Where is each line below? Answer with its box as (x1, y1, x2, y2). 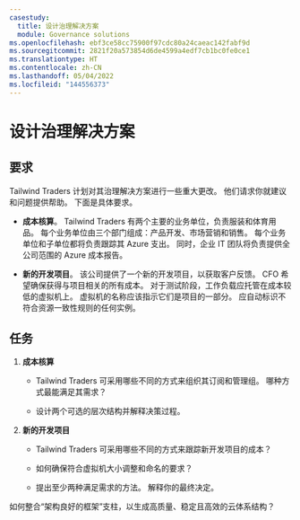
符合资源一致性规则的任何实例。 (21, 302, 141, 313)
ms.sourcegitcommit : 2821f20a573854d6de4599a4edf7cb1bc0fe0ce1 (9, 47, 251, 56)
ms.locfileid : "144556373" (9, 80, 110, 89)
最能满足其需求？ (43, 387, 107, 398)
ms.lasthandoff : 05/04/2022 (9, 72, 115, 81)
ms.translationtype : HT (9, 55, 99, 64)
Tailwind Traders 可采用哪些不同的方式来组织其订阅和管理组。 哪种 (35, 375, 282, 386)
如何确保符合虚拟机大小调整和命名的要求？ (35, 463, 193, 474)
